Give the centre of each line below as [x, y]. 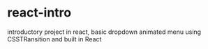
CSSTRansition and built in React [54, 39]
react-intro [39, 13]
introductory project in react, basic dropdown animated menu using [104, 32]
